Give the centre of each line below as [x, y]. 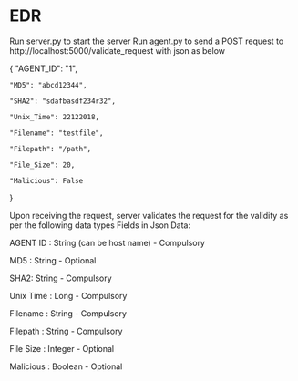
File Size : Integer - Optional [62, 348]
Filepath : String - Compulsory [66, 331]
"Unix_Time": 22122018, [55, 117]
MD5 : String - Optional [53, 260]
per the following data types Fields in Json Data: [100, 225]
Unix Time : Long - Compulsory [68, 295]
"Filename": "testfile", [57, 133]
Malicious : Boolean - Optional [66, 366]
